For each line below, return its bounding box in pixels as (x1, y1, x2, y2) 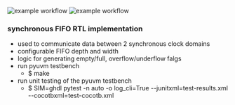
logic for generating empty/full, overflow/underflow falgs (17, 54, 182, 63)
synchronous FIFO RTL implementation (7, 24, 143, 33)
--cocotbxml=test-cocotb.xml (27, 91, 114, 100)
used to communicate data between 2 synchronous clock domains (17, 40, 210, 48)
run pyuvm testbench (17, 62, 79, 70)
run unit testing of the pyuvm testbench (17, 76, 132, 85)
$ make (27, 70, 51, 78)
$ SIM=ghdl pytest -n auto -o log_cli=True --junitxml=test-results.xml (27, 84, 228, 92)
